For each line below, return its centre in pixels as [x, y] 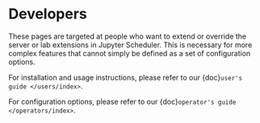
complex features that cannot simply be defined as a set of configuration [130, 53]
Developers [48, 14]
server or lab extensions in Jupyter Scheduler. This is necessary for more [130, 44]
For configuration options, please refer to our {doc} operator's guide [122, 101]
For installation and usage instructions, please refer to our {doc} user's [126, 77]
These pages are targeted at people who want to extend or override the [128, 36]
